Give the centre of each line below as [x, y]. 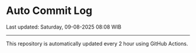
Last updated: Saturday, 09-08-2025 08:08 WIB [64, 27]
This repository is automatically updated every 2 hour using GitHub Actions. [97, 43]
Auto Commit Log [49, 11]
